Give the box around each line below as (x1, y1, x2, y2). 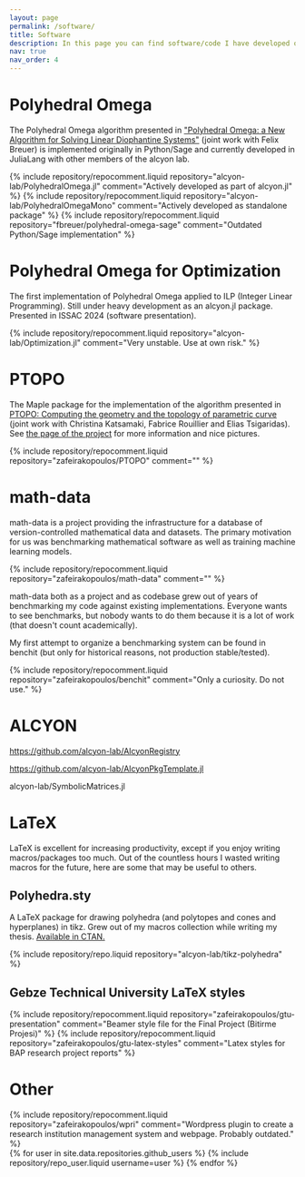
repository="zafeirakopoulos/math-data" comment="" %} (9, 573, 225, 584)
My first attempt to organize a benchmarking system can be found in (9, 637, 266, 648)
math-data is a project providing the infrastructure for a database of (9, 516, 263, 527)
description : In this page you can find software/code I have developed (9, 38, 290, 48)
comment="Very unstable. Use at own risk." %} (83, 337, 261, 348)
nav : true (9, 47, 47, 56)
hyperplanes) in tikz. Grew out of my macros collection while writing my (9, 922, 278, 933)
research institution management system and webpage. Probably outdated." (9, 1129, 294, 1140)
